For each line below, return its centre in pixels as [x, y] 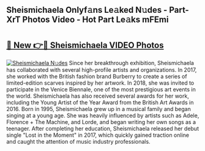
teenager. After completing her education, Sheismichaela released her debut [102, 129]
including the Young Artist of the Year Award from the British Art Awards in [100, 103]
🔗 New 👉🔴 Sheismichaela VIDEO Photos [85, 45]
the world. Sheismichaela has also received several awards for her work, [98, 96]
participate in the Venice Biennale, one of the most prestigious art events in [101, 89]
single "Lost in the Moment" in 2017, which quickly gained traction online [98, 135]
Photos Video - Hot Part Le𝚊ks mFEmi [95, 20]
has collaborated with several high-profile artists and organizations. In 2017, [102, 70]
